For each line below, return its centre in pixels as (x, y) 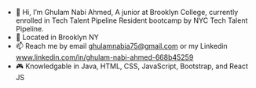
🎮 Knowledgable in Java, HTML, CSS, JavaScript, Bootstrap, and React (132, 66)
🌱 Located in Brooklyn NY (57, 37)
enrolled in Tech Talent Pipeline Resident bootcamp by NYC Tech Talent (132, 20)
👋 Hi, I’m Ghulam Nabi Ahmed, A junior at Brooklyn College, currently (127, 12)
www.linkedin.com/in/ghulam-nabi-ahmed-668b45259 (104, 57)
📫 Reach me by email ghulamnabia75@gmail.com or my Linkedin (121, 46)
